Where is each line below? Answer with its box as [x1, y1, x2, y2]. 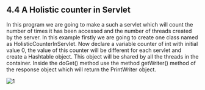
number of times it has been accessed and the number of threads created [6, 27, 192, 34]
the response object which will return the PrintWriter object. [6, 66, 157, 73]
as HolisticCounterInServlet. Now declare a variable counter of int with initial [6, 40, 198, 47]
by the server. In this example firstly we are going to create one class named [6, 33, 198, 41]
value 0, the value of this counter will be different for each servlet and [6, 47, 182, 54]
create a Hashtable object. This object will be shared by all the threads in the [6, 53, 199, 60]
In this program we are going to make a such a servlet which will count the [6, 21, 193, 28]
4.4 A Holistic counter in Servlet [6, 5, 131, 15]
